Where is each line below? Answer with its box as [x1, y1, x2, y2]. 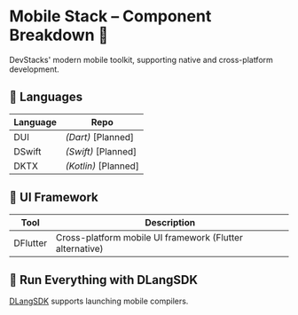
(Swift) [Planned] [65, 145, 137, 157]
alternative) [56, 242, 104, 255]
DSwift [13, 145, 42, 157]
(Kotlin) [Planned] [65, 160, 139, 172]
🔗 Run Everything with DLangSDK [9, 272, 198, 287]
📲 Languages [9, 90, 82, 105]
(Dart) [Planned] [65, 130, 135, 143]
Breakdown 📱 [9, 25, 109, 45]
